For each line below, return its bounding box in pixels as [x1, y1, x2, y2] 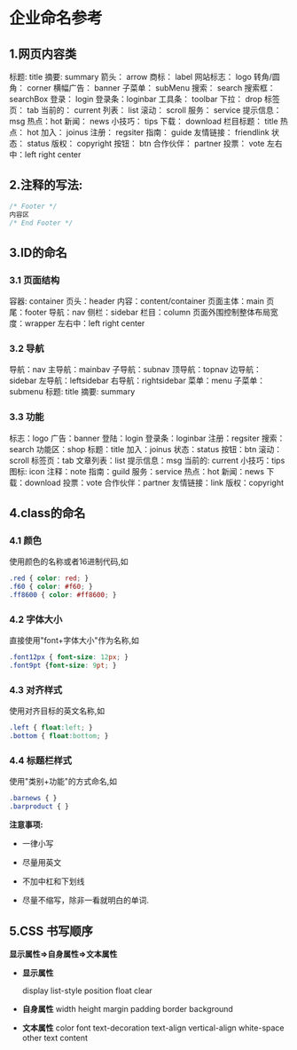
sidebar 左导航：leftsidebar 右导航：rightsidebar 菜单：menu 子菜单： [9, 375, 266, 386]
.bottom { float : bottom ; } [9, 732, 109, 741]
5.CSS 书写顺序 [9, 923, 93, 938]
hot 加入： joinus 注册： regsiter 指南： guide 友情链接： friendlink [26, 127, 270, 138]
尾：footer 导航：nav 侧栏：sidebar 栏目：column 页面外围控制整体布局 [9, 307, 270, 318]
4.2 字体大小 [9, 613, 63, 625]
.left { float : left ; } [9, 723, 93, 733]
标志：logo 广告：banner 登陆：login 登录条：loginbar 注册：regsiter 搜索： [9, 433, 285, 443]
